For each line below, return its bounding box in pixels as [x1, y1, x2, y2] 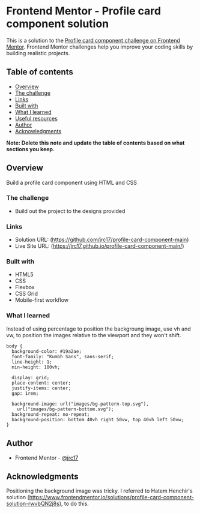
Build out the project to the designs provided [14, 207, 126, 214]
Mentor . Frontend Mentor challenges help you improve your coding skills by [6, 43, 193, 50]
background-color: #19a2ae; [11, 348, 82, 355]
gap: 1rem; [11, 390, 39, 397]
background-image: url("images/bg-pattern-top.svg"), [11, 401, 149, 407]
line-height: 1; [11, 359, 52, 365]
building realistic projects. [6, 49, 70, 56]
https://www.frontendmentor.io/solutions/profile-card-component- [29, 494, 194, 501]
